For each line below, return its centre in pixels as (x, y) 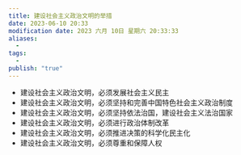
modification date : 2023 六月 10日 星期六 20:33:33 (94, 31)
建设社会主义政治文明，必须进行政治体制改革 (95, 123)
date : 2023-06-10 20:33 (49, 23)
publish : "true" (36, 69)
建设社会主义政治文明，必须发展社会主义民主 (95, 92)
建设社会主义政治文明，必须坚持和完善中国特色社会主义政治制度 (126, 103)
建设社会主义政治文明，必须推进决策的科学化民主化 (105, 132)
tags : (17, 53)
